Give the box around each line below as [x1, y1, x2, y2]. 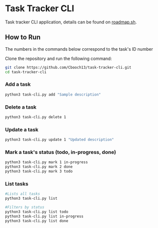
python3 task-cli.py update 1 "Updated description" [5, 137, 114, 142]
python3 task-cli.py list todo [5, 209, 69, 214]
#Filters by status [5, 205, 45, 209]
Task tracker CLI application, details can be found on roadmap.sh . [5, 19, 137, 25]
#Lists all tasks [5, 191, 40, 196]
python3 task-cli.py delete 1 [5, 114, 67, 119]
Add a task [5, 81, 31, 88]
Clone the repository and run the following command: [5, 56, 112, 61]
